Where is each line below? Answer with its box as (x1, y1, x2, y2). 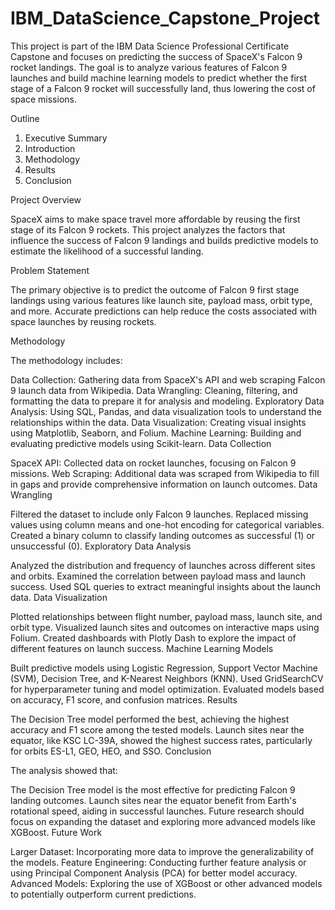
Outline (10, 112, 40, 124)
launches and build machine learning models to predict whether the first (10, 72, 308, 84)
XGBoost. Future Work (10, 826, 103, 838)
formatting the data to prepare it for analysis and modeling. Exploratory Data (10, 395, 325, 407)
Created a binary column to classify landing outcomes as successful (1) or (10, 529, 316, 541)
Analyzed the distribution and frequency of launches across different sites (10, 559, 316, 571)
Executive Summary (24, 132, 108, 144)
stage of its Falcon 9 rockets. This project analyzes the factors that (10, 223, 286, 236)
